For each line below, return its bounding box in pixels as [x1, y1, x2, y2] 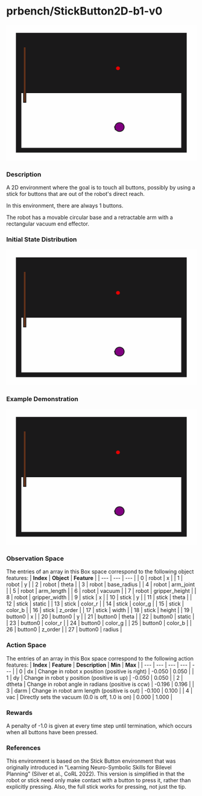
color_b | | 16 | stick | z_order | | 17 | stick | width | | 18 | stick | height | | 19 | [6, 607, 193, 614]
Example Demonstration [6, 395, 78, 403]
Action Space [6, 641, 47, 650]
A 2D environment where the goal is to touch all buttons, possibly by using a [6, 184, 195, 191]
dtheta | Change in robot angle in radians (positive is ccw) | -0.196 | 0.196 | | [6, 680, 194, 688]
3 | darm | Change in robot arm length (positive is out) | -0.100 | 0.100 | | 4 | [6, 687, 193, 694]
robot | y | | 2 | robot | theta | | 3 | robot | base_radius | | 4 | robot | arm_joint [6, 581, 195, 588]
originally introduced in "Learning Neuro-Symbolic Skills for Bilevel [6, 764, 172, 771]
